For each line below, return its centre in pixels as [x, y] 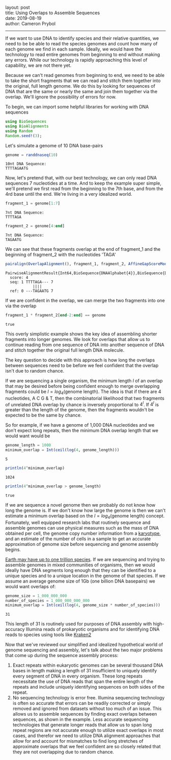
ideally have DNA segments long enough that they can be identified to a [81, 570]
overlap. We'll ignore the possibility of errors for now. [61, 97]
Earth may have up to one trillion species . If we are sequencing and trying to [85, 559]
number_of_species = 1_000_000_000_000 [48, 600]
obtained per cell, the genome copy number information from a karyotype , [83, 533]
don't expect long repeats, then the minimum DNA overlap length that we [82, 431]
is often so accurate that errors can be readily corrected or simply [82, 703]
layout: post [18, 7]
